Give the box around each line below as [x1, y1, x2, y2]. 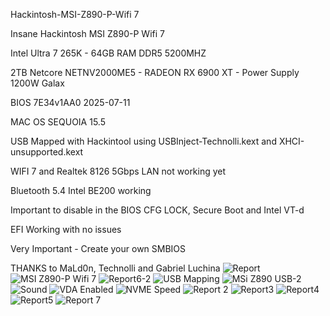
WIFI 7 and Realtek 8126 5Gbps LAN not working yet [10, 165, 227, 177]
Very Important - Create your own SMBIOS [10, 243, 187, 254]
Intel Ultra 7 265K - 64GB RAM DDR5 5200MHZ [10, 47, 207, 59]
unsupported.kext [10, 146, 84, 158]
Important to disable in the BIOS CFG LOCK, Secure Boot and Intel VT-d [10, 204, 305, 216]
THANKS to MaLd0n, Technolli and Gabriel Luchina [10, 262, 221, 274]
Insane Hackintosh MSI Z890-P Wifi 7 [10, 28, 165, 39]
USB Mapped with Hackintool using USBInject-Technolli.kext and [10, 135, 277, 147]
